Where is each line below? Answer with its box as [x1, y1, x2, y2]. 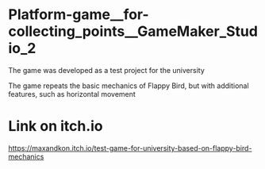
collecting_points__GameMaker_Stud [8, 22, 258, 40]
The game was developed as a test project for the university [8, 65, 205, 75]
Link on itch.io [8, 117, 103, 136]
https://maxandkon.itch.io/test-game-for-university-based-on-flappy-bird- [8, 143, 252, 152]
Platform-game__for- [8, 6, 149, 24]
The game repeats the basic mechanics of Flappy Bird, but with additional [8, 81, 249, 90]
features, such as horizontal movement [8, 89, 136, 98]
